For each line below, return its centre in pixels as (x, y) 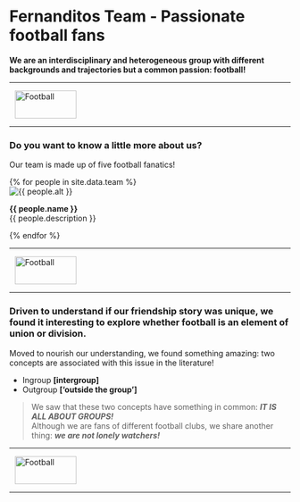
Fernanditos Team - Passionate (127, 17)
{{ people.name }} (44, 209)
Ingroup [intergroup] (61, 380)
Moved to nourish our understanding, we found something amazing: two (142, 353)
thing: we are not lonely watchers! (96, 435)
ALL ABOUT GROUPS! (72, 416)
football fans (57, 35)
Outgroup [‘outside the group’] (79, 389)
